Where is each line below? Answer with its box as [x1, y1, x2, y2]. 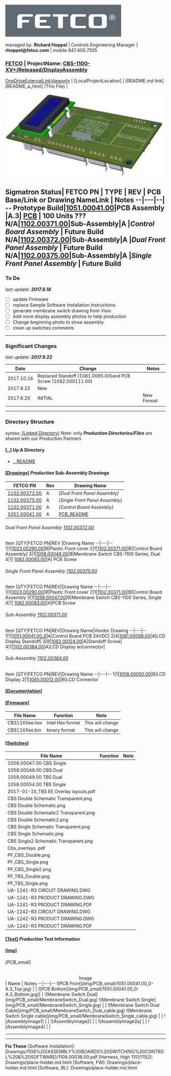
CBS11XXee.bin [7, 727, 42, 733]
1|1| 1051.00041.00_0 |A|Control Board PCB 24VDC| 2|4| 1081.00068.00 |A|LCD [5, 633, 165, 639]
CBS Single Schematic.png [7, 831, 64, 837]
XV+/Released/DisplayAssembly [5, 66, 88, 73]
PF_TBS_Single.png [7, 880, 48, 887]
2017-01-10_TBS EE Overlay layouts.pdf [7, 788, 96, 794]
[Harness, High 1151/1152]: [98, 1054, 153, 1060]
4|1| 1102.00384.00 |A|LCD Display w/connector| [5, 644, 105, 650]
